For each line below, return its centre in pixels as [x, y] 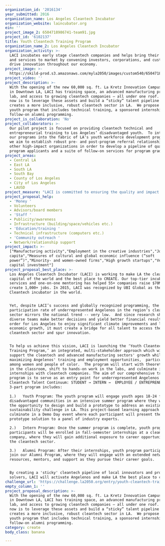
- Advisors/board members [36, 210]
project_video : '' [24, 78]
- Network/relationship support [43, 242]
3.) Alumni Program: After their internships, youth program [75, 450]
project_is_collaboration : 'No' [38, 119]
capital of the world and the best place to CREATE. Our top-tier [79, 279]
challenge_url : [21, 482]
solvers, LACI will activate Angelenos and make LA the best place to [83, 477]
